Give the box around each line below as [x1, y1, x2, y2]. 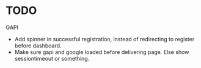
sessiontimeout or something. [14, 55, 90, 62]
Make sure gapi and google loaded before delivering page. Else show [14, 48, 189, 55]
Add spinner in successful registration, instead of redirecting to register [14, 35, 195, 42]
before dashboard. [14, 42, 62, 49]
